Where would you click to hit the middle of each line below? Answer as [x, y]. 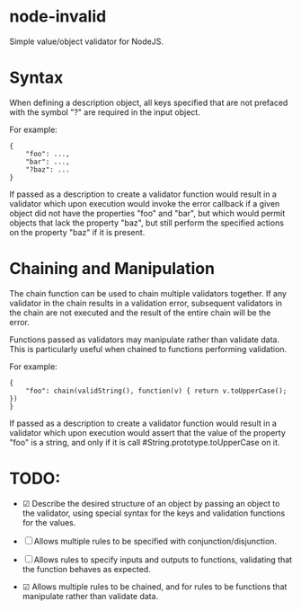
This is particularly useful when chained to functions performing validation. [148, 349]
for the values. [49, 522]
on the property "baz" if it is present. [77, 232]
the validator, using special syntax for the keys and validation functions [154, 513]
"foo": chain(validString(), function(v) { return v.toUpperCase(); [156, 391]
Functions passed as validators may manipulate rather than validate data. [145, 340]
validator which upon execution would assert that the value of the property [147, 432]
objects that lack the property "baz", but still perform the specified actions [147, 223]
